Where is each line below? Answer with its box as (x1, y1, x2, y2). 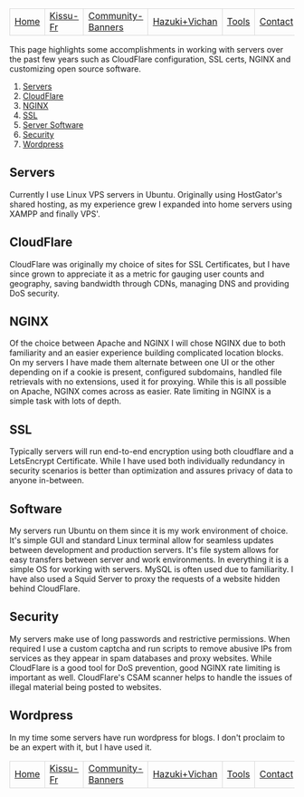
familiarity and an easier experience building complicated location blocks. (9, 347, 284, 358)
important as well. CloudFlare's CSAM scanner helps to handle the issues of (9, 672, 292, 683)
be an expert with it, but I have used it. (9, 742, 152, 753)
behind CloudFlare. (9, 583, 81, 594)
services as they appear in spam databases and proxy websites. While (9, 652, 272, 664)
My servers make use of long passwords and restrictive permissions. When (9, 633, 291, 644)
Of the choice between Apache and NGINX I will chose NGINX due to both (9, 338, 286, 349)
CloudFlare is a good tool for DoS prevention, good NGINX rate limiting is (9, 662, 280, 673)
